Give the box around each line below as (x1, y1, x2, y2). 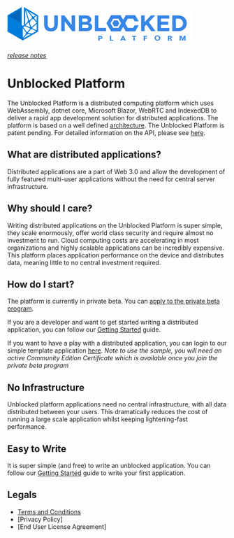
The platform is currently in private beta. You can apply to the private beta (7, 297, 220, 306)
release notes (7, 51, 47, 59)
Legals (7, 489, 37, 501)
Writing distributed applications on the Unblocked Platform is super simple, (7, 221, 223, 229)
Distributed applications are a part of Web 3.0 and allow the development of (7, 167, 226, 176)
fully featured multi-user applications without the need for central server (7, 175, 215, 183)
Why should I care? (7, 203, 93, 215)
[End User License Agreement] (17, 522, 107, 531)
